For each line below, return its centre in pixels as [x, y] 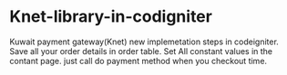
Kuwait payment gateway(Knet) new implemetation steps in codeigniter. [144, 42]
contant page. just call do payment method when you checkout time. [138, 61]
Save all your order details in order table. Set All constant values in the [141, 51]
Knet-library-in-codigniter [111, 17]
